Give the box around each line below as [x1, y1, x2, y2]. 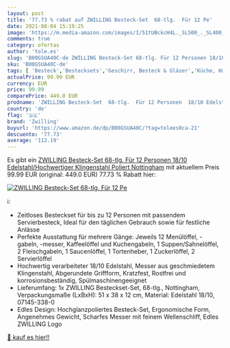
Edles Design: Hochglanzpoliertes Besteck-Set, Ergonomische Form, [16, 306, 211, 314]
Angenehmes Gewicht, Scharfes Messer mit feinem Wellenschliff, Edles [16, 312, 219, 321]
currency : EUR [7, 80, 48, 87]
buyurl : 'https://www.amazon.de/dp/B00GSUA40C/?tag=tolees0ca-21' [7, 124, 201, 131]
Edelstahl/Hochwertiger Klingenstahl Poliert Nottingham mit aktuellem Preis [7, 163, 220, 172]
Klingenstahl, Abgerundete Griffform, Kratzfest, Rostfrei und [16, 269, 186, 278]
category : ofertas [7, 42, 60, 49]
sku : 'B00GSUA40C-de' [7, 61, 69, 68]
